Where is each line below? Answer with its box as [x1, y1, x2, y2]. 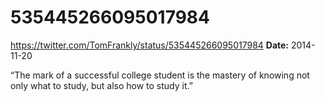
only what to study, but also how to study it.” [10, 79, 193, 91]
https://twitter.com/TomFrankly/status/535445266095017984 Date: [10, 39, 290, 51]
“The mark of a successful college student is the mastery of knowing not [10, 69, 310, 81]
